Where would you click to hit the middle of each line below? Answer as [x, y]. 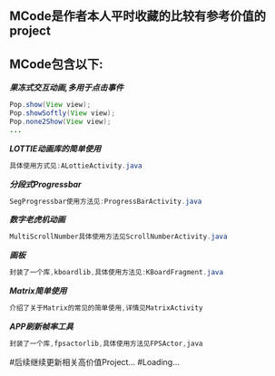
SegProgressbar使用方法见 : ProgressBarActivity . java [106, 201]
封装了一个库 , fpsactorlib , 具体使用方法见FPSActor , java [106, 344]
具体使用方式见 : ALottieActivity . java [76, 166]
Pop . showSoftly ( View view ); [63, 113]
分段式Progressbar [45, 184]
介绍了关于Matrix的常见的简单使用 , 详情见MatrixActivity [106, 308]
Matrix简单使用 [38, 291]
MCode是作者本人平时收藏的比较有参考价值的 [137, 16]
